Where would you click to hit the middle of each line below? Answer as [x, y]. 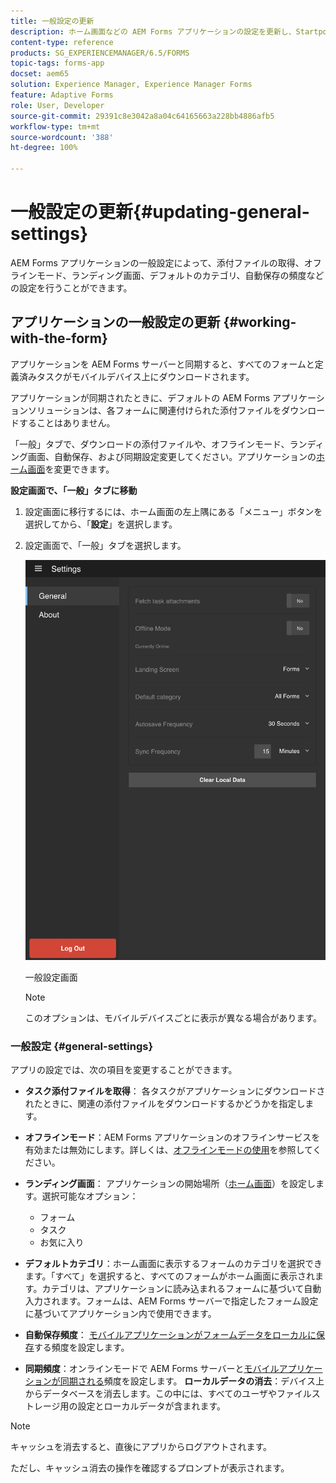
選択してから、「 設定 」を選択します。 [101, 524]
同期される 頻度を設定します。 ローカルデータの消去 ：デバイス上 [192, 1381]
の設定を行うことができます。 [71, 287]
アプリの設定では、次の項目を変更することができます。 [124, 1070]
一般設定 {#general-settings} [82, 1046]
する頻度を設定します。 [81, 1347]
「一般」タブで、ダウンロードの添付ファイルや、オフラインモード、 [150, 444]
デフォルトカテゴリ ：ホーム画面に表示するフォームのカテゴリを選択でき [173, 1264]
